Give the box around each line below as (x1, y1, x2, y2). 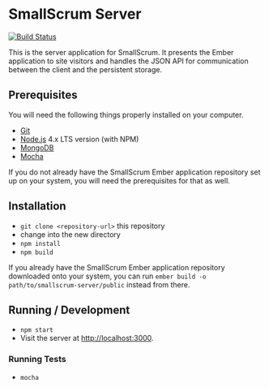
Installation (8, 200, 66, 213)
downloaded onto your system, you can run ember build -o (8, 271, 207, 281)
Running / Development (8, 303, 130, 317)
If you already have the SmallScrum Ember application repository (8, 262, 225, 272)
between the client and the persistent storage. (8, 64, 163, 74)
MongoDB (19, 143, 54, 153)
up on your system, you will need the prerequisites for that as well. (8, 175, 231, 185)
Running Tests (8, 354, 66, 365)
